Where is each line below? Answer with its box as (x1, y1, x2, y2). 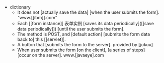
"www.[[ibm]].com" (17, 15, 58, 20)
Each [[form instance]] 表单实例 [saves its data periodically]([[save (17, 21, 154, 26)
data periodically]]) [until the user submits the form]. (17, 26, 125, 31)
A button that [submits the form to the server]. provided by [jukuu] (17, 42, 153, 47)
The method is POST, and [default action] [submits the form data (17, 31, 150, 37)
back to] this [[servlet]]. (17, 36, 66, 42)
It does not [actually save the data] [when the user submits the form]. (17, 9, 160, 15)
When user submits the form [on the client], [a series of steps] (17, 47, 145, 53)
